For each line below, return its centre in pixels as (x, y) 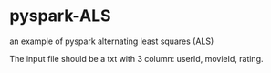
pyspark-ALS (60, 16)
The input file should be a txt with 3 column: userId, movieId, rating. (136, 58)
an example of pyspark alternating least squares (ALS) (112, 41)
